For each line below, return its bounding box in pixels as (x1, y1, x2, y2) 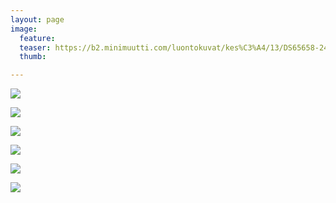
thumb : (19, 52, 47, 62)
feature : (19, 33, 56, 43)
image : (10, 24, 38, 34)
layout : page (10, 14, 65, 25)
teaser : (19, 42, 52, 53)
